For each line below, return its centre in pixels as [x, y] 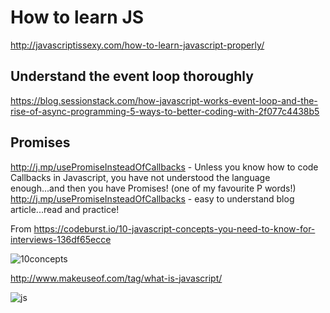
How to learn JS [77, 17]
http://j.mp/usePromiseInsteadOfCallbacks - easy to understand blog [152, 198]
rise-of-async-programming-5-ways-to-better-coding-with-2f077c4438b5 [165, 111]
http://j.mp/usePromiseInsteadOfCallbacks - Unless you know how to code [164, 167]
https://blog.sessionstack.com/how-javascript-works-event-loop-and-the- [164, 100]
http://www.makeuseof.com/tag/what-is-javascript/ [116, 278]
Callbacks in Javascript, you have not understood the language [140, 177]
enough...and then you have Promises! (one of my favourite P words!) [153, 188]
